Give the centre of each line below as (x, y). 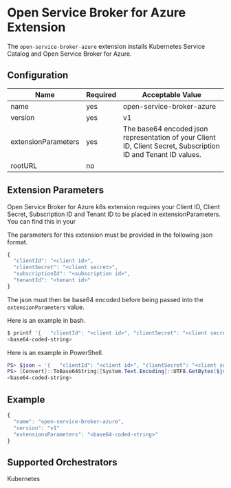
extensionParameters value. (46, 307)
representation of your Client (169, 137)
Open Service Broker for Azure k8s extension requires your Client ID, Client (113, 206)
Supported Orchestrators (63, 462)
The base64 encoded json (165, 129)
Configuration (38, 75)
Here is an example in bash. (46, 320)
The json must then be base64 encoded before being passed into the (106, 299)
